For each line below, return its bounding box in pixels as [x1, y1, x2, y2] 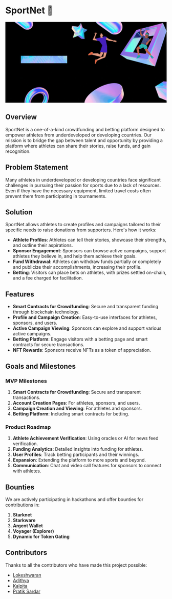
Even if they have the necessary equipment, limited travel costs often [5, 187, 151, 194]
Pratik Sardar [12, 588, 41, 594]
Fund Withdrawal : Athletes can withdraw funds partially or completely [12, 258, 161, 265]
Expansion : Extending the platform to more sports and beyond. [12, 457, 146, 463]
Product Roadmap [5, 423, 51, 430]
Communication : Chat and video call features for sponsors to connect [12, 463, 161, 469]
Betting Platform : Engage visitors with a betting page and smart [12, 336, 148, 343]
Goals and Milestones [5, 362, 76, 371]
